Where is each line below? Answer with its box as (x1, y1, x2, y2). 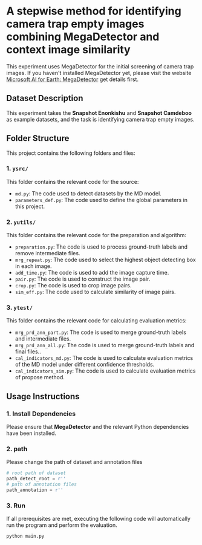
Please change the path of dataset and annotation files (6, 459, 143, 466)
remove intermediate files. (15, 250, 80, 257)
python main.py (6, 534, 45, 540)
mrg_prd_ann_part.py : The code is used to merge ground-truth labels (15, 328, 186, 336)
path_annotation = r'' (6, 487, 64, 494)
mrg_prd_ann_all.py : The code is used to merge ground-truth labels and (15, 342, 195, 349)
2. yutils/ (6, 218, 36, 226)
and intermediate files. (15, 335, 71, 342)
